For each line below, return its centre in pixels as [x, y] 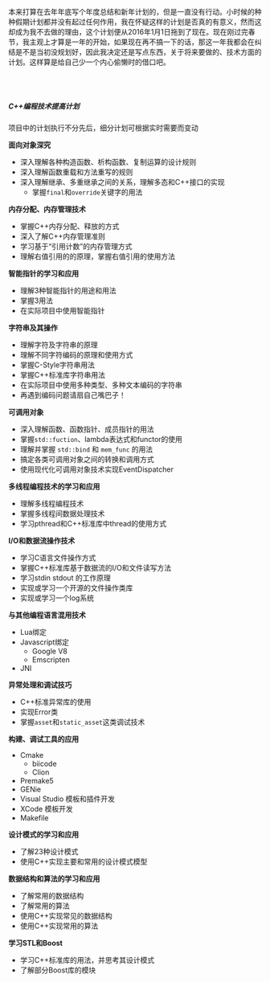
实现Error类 [39, 712]
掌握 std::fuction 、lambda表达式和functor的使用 [101, 439]
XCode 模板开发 [47, 808]
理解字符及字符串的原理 [59, 345]
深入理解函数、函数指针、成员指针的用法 [87, 429]
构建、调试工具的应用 [43, 739]
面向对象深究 [29, 145]
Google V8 [50, 651]
